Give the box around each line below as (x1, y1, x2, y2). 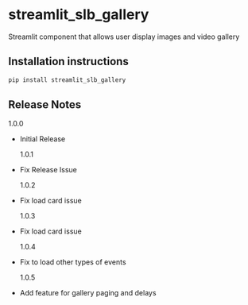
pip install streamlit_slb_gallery (8, 75, 126, 84)
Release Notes (8, 98, 82, 112)
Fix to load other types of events (19, 257, 126, 267)
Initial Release (19, 134, 66, 144)
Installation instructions (8, 55, 129, 68)
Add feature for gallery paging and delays (19, 288, 157, 298)
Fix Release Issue (19, 165, 78, 175)
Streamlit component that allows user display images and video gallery (8, 32, 240, 41)
